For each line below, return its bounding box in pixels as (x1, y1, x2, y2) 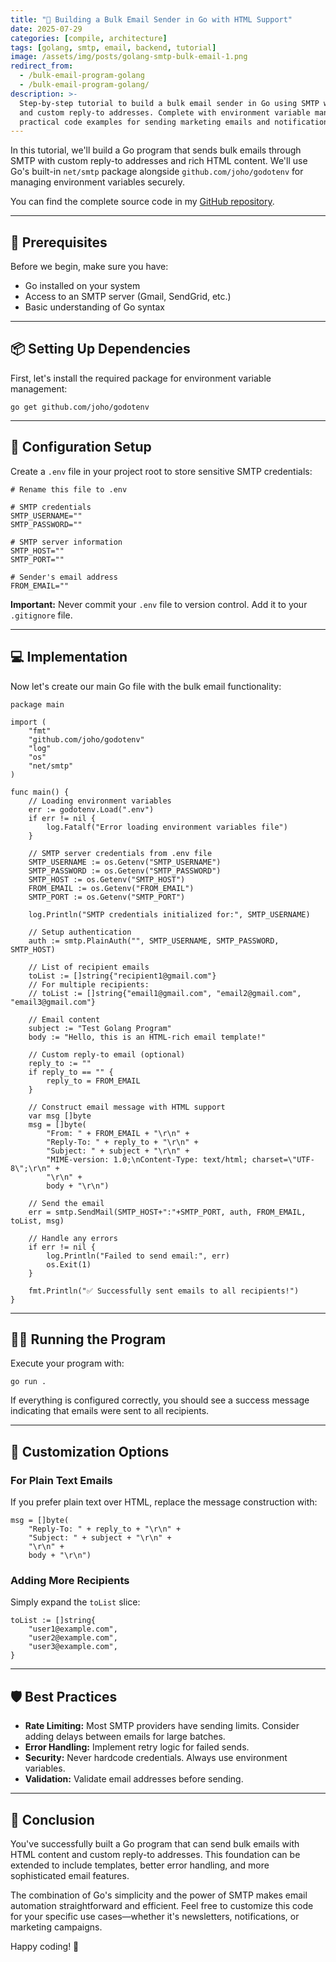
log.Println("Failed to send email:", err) (46, 1251, 230, 1261)
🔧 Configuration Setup (10, 439, 152, 456)
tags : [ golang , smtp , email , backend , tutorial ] (10, 42, 217, 53)
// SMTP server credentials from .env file (28, 848, 213, 858)
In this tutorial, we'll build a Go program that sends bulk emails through (10, 144, 302, 156)
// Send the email (28, 1198, 105, 1208)
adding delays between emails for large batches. (24, 1731, 226, 1743)
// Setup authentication (28, 927, 132, 937)
